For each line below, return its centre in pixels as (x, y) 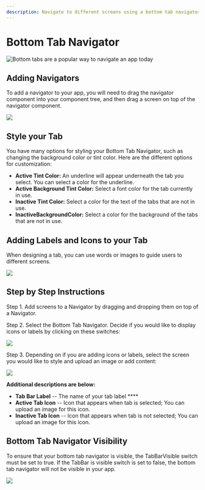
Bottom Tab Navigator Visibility (67, 442)
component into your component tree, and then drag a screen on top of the (101, 99)
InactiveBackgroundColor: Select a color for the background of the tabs (106, 215)
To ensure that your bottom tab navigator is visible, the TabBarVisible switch (102, 456)
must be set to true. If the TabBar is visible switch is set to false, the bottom (101, 462)
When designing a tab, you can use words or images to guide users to (94, 255)
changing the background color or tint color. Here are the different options (99, 158)
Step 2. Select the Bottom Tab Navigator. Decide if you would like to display (101, 325)
